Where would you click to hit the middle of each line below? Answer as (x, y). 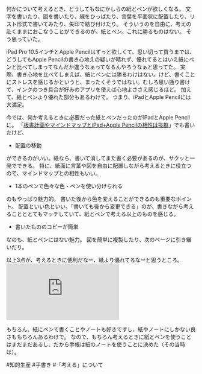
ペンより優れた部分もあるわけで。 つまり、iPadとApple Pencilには (109, 97)
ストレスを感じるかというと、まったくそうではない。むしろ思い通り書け (101, 82)
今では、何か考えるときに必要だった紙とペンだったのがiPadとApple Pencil (98, 117)
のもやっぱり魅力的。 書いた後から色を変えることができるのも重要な (91, 199)
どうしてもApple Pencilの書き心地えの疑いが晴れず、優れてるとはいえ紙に (98, 59)
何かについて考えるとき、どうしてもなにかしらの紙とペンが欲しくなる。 (95, 9)
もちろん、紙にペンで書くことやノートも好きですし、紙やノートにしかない (98, 329)
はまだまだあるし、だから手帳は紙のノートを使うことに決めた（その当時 (96, 344)
